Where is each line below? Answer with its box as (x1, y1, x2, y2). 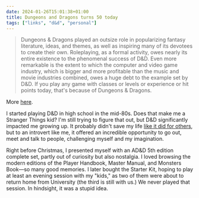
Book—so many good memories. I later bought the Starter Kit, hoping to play (6, 166, 194, 173)
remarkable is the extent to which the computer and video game (20, 61, 178, 69)
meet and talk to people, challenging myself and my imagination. (6, 135, 165, 143)
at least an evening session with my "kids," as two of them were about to (6, 172, 184, 180)
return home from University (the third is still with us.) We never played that (6, 178, 190, 185)
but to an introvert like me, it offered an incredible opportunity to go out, (6, 129, 182, 136)
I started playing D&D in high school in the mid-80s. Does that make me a (6, 110, 186, 117)
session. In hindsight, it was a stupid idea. (6, 185, 109, 192)
